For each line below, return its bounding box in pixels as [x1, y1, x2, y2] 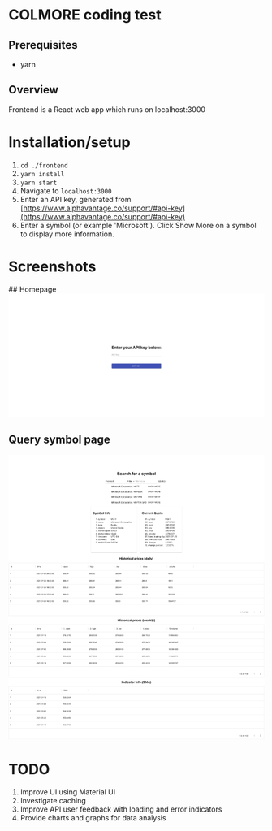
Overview [8, 83, 59, 97]
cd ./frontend [19, 161, 68, 170]
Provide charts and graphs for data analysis [19, 812, 166, 822]
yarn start [19, 179, 58, 187]
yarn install [19, 170, 65, 178]
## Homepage [8, 284, 57, 294]
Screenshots [8, 258, 97, 275]
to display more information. [19, 229, 115, 239]
